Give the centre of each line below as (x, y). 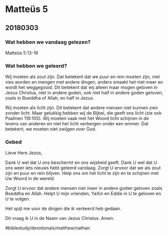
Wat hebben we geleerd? (36, 66)
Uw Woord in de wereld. (30, 178)
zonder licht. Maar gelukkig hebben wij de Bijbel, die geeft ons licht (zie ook (83, 113)
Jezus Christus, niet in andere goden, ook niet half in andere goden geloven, (84, 93)
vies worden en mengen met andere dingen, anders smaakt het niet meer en (84, 82)
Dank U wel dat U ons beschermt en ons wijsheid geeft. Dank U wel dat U (81, 163)
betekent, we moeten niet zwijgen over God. (51, 129)
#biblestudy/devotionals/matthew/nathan (48, 228)
